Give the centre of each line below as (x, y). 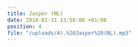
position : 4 (24, 26)
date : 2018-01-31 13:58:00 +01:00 (57, 20)
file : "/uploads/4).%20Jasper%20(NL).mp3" (69, 33)
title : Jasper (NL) (35, 13)
